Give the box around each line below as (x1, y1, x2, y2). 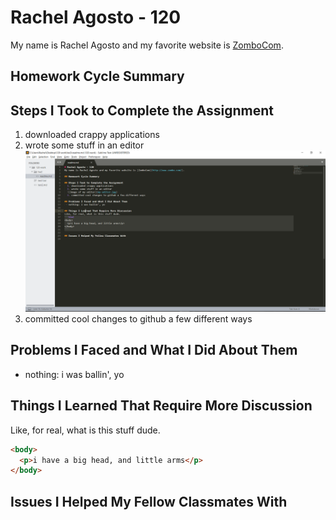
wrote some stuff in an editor (24, 139, 145, 151)
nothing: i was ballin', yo (24, 368, 125, 380)
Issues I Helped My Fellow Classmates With (10, 493, 288, 510)
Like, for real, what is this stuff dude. (10, 424, 161, 436)
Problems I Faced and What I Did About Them (10, 342, 298, 359)
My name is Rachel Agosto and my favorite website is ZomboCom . (10, 39, 284, 51)
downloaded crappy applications (24, 129, 160, 141)
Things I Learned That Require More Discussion (10, 397, 313, 415)
